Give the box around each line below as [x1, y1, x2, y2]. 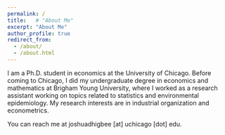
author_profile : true [7, 30, 71, 37]
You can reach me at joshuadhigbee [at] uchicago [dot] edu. [7, 120, 182, 128]
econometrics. [7, 106, 49, 115]
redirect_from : [7, 37, 52, 44]
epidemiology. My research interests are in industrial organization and [7, 98, 210, 107]
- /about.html [13, 50, 55, 57]
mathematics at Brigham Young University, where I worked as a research [7, 84, 218, 92]
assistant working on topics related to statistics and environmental [7, 91, 199, 99]
